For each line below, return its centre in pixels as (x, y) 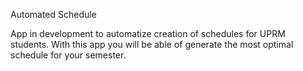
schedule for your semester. (68, 55)
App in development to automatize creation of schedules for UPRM (148, 33)
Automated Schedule (53, 14)
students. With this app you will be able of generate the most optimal (152, 44)
